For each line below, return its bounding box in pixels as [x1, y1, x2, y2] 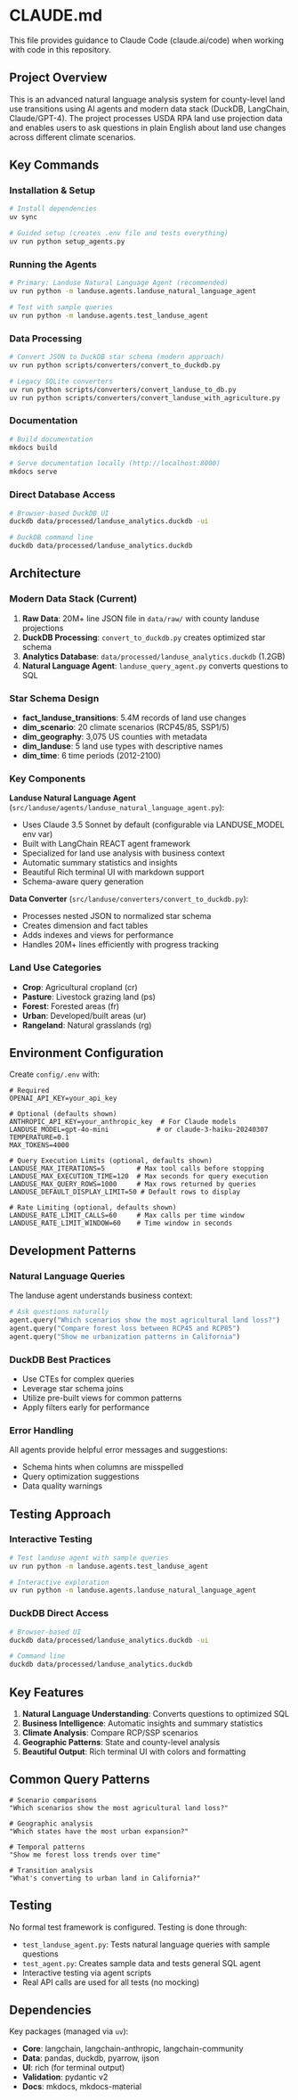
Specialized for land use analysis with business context [21, 848, 225, 858]
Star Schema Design [9, 692, 100, 704]
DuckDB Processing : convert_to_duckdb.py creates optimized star [21, 632, 266, 643]
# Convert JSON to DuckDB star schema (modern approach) [9, 353, 225, 362]
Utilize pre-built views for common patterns [21, 1392, 182, 1403]
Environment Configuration [9, 1045, 164, 1061]
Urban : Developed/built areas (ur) [21, 1010, 147, 1021]
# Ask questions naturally [9, 1308, 109, 1317]
